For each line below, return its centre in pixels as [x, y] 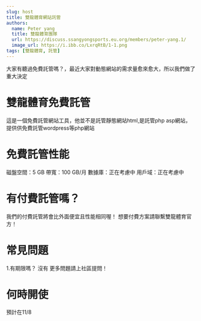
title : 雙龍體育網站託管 [34, 17]
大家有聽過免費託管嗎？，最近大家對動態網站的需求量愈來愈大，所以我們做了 [101, 68]
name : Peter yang [33, 28]
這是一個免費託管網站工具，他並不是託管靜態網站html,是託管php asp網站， [98, 120]
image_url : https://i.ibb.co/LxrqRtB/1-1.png [70, 46]
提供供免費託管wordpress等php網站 [50, 128]
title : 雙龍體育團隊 [34, 34]
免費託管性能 [38, 154]
